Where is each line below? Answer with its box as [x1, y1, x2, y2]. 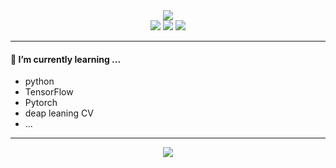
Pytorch [24, 97, 58, 109]
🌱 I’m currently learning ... [10, 53, 122, 65]
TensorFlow [24, 86, 74, 98]
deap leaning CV [24, 107, 94, 119]
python [24, 75, 55, 88]
